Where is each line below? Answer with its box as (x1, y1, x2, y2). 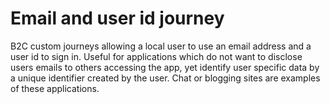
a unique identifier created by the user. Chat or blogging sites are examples (10, 72, 321, 84)
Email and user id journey (10, 7, 225, 30)
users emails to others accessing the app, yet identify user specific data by (10, 61, 320, 73)
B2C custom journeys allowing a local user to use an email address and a (10, 40, 312, 52)
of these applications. (10, 82, 100, 94)
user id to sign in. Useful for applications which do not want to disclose (10, 50, 303, 62)
